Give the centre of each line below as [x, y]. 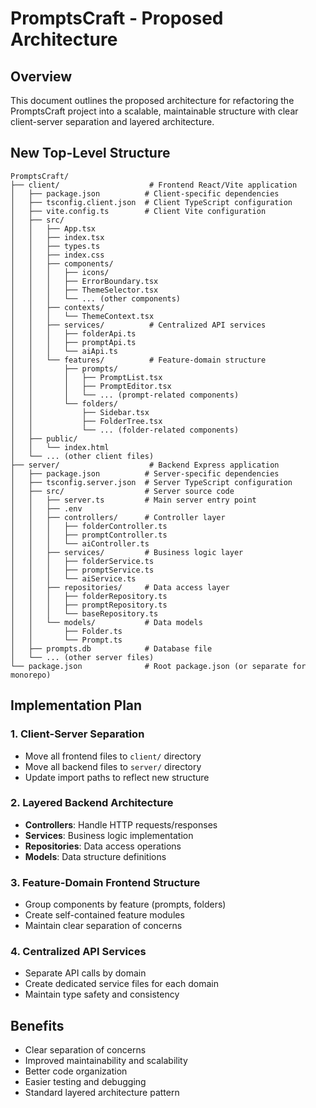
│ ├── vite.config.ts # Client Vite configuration [138, 211]
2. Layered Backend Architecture [92, 803]
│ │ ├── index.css [57, 255]
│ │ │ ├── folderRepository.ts [89, 596]
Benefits [37, 1025]
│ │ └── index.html [60, 447]
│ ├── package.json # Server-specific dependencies [145, 473]
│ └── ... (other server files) [82, 657]
